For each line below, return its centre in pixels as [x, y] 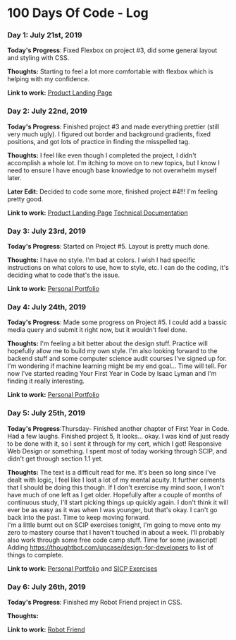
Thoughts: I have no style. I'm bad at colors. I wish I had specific [101, 260]
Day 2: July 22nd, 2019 [48, 111]
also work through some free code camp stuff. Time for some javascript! [112, 540]
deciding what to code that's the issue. [64, 275]
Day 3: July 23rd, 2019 [47, 231]
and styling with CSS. [38, 58]
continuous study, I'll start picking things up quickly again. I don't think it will [118, 502]
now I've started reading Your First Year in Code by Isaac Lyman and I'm [112, 374]
